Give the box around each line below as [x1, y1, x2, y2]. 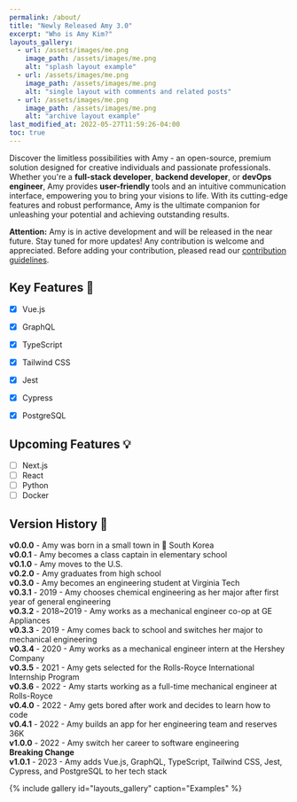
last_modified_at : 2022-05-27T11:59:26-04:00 [9, 121, 180, 129]
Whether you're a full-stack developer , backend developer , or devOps [9, 171, 272, 182]
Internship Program [9, 672, 80, 682]
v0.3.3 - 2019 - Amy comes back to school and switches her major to [9, 625, 263, 635]
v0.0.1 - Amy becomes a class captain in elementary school [9, 549, 228, 559]
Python [21, 480, 49, 491]
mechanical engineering [9, 635, 98, 644]
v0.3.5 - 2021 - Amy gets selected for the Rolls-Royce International [9, 662, 255, 673]
